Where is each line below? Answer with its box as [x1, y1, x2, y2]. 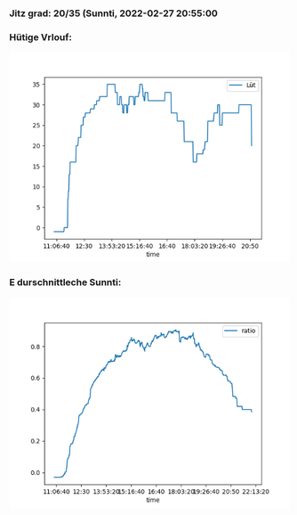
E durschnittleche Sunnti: [9, 276, 122, 289]
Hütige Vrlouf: [9, 30, 73, 43]
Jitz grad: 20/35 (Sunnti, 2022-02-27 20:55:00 [9, 7, 218, 20]
